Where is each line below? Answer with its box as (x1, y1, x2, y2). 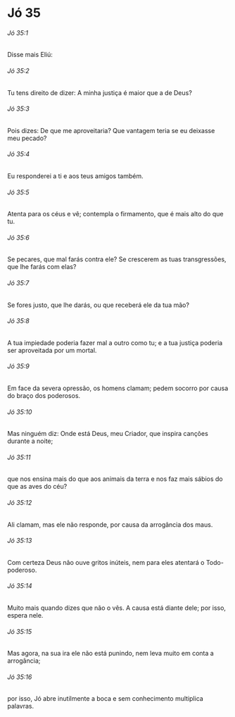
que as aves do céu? (7, 482, 68, 491)
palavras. (7, 702, 34, 711)
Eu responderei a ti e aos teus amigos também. (7, 172, 144, 180)
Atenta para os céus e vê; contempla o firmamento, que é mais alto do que (7, 210, 224, 218)
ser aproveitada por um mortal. (7, 346, 97, 354)
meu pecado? (7, 134, 47, 142)
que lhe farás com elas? (7, 263, 77, 271)
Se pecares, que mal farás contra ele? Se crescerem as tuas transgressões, (7, 255, 227, 263)
